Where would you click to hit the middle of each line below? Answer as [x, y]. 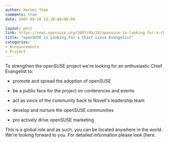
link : [11, 33]
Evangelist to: [19, 71]
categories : [18, 42]
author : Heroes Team [27, 10]
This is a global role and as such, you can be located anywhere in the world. [84, 129]
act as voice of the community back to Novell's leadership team [78, 100]
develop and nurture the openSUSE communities [63, 110]
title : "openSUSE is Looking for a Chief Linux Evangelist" [70, 38]
